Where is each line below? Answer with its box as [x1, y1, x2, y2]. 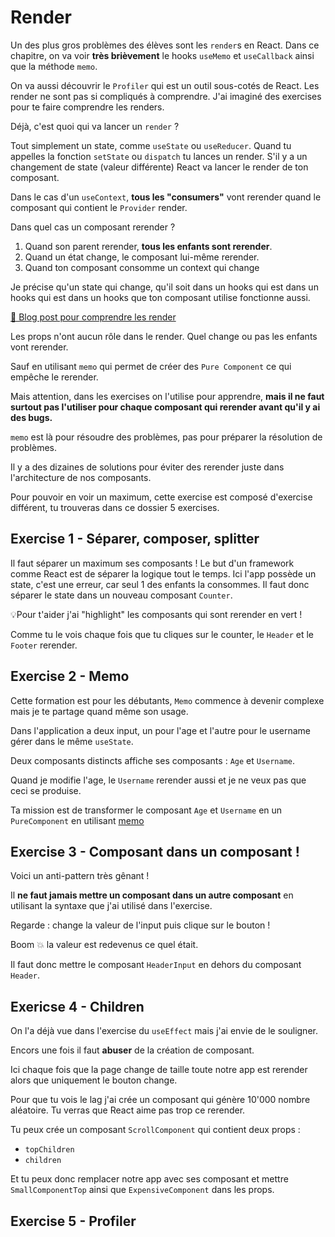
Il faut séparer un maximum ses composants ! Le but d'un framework [10, 557, 295, 569]
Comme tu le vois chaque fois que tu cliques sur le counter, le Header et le [10, 628, 314, 640]
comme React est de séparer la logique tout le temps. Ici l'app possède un [10, 567, 317, 580]
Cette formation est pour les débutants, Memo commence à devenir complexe [10, 694, 325, 706]
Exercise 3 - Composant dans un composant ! [10, 843, 300, 860]
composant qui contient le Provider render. [10, 201, 188, 213]
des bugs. [10, 411, 53, 423]
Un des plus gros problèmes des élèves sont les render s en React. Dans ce [10, 39, 320, 51]
